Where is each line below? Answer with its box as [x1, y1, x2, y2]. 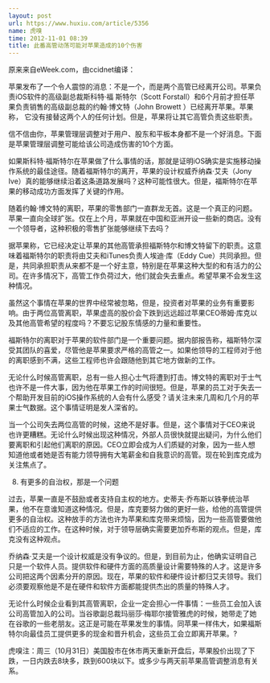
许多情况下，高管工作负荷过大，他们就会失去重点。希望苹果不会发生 [29, 271, 255, 281]
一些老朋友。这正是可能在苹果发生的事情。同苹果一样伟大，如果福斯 [35, 619, 262, 628]
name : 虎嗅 [8, 27, 43, 35]
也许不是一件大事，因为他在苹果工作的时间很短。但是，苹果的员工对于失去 [8, 383, 255, 393]
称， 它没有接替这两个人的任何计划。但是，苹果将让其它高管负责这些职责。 [8, 112, 257, 121]
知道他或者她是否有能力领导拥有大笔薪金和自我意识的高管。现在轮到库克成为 [8, 450, 262, 459]
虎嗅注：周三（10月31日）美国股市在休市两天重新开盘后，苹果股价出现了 [8, 646, 248, 656]
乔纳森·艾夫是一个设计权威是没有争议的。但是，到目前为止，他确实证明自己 [8, 552, 257, 562]
